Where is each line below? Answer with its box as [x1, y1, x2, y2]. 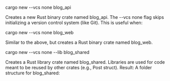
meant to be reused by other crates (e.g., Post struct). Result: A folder [5, 65, 152, 70]
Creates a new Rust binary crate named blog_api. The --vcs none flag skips [5, 14, 164, 20]
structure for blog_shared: [5, 70, 60, 76]
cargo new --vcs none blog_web [5, 30, 74, 35]
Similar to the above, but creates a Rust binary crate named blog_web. [5, 39, 153, 45]
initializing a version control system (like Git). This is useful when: [5, 20, 143, 25]
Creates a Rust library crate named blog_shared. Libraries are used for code [5, 59, 165, 65]
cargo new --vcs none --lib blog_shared [5, 49, 90, 55]
